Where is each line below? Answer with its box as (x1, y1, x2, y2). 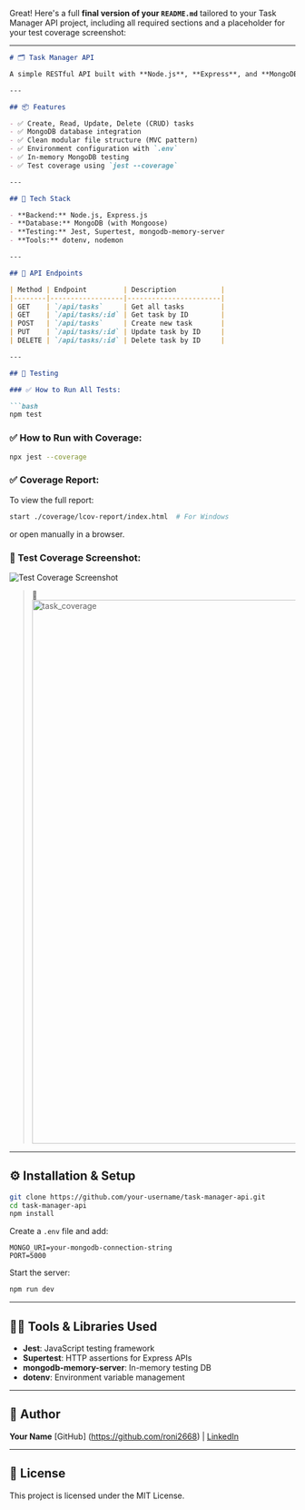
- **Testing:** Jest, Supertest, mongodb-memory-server (9, 228, 225, 237)
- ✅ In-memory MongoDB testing (9, 153, 130, 162)
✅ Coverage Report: (9, 473, 100, 486)
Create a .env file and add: (9, 1226, 109, 1237)
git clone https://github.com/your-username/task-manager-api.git (9, 1192, 266, 1201)
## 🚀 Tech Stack (9, 194, 71, 203)
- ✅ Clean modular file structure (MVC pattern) (9, 136, 199, 145)
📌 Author (9, 1406, 61, 1423)
